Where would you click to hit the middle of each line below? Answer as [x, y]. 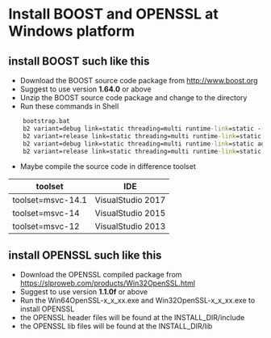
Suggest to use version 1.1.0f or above [83, 292]
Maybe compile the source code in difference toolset [108, 167]
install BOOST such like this [79, 61]
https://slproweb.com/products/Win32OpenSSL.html [108, 283]
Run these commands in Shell [69, 106]
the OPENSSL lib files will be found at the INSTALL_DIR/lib [116, 326]
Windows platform [72, 31]
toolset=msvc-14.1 [50, 201]
